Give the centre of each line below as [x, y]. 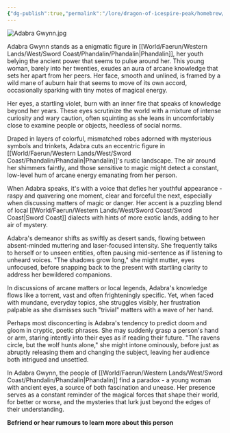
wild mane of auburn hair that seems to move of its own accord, [97, 82]
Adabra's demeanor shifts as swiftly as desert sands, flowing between [106, 238]
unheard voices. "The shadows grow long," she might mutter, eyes [101, 260]
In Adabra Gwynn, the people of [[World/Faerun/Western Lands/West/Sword [115, 373]
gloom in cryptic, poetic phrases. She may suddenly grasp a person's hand [113, 330]
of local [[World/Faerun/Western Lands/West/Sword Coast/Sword [100, 210]
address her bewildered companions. [60, 274]
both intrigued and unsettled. [48, 359]
